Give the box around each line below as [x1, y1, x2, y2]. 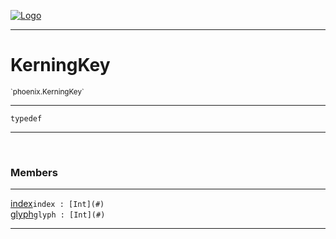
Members [10, 165, 58, 179]
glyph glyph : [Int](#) [10, 208, 106, 220]
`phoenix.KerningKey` [10, 86, 85, 97]
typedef [10, 113, 43, 124]
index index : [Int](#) [10, 198, 105, 210]
